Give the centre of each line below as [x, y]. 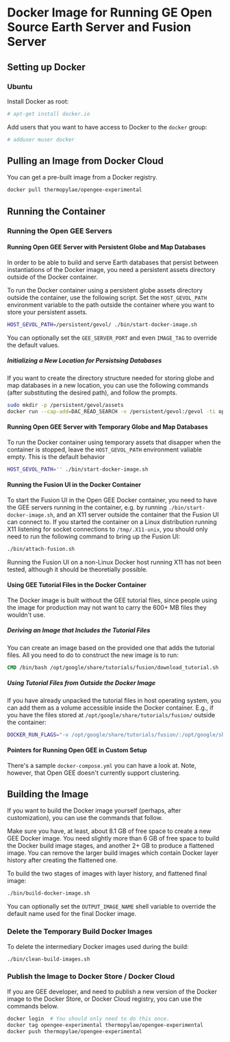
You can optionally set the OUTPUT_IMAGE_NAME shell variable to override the [112, 906]
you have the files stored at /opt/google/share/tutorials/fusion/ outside [111, 715]
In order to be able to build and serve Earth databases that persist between [113, 262]
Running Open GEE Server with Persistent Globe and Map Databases [106, 247]
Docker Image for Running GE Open [110, 13]
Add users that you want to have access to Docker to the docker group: [107, 127]
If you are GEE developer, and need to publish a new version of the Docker [112, 991]
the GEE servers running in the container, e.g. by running [87, 507]
